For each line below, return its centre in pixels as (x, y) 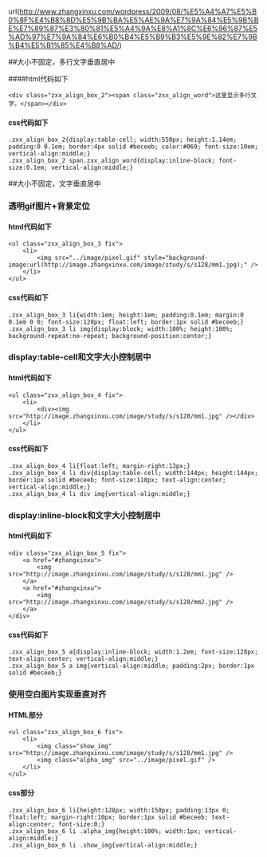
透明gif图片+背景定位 (49, 206)
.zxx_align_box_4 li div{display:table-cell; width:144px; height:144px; (133, 473)
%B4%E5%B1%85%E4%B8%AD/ (64, 45)
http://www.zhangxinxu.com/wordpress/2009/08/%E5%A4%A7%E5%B (138, 12)
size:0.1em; (28, 168)
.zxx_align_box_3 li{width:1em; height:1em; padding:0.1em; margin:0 (126, 315)
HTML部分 (26, 715)
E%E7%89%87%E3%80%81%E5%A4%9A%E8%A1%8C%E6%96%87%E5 (133, 28)
